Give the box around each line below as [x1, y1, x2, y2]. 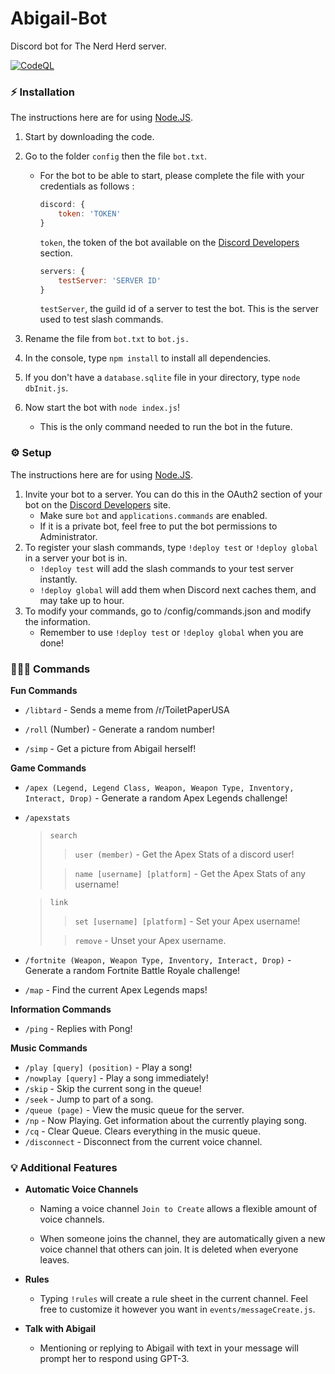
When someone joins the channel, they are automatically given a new [39, 1233, 326, 1245]
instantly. [39, 573, 78, 585]
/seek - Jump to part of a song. [24, 1093, 154, 1106]
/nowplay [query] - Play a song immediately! [24, 1072, 209, 1084]
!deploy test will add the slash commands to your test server [39, 562, 294, 574]
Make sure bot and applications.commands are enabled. [39, 509, 268, 521]
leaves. [39, 1254, 70, 1266]
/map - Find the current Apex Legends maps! [24, 984, 208, 996]
